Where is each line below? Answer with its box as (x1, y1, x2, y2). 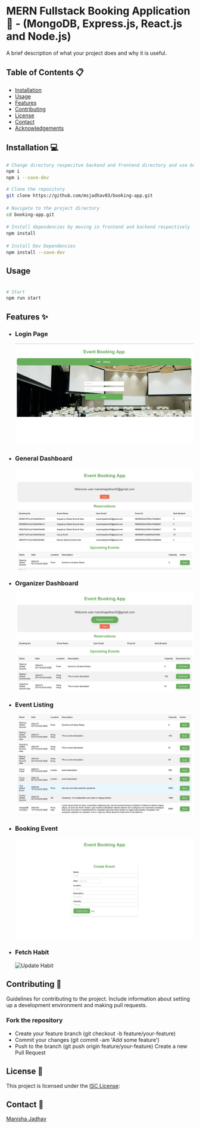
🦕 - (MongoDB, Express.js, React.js (6, 17, 183, 31)
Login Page (14, 330, 48, 338)
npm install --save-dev (6, 249, 65, 255)
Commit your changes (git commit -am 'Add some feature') (14, 1036, 160, 1043)
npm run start (6, 295, 42, 301)
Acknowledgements (14, 124, 64, 132)
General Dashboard (14, 454, 73, 462)
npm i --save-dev (6, 175, 49, 181)
